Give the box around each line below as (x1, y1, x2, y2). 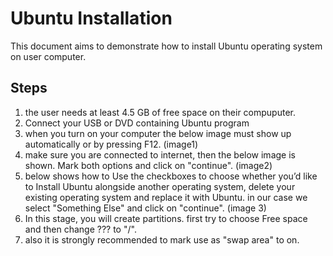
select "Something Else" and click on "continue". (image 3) (24, 202, 267, 214)
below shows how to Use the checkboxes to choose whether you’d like (24, 170, 318, 182)
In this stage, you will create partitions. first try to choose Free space (24, 212, 308, 224)
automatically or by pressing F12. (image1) (24, 138, 199, 150)
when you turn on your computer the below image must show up (24, 127, 292, 139)
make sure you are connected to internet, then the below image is (24, 148, 296, 161)
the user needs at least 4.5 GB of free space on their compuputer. (24, 106, 296, 118)
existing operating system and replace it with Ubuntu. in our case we (24, 191, 308, 203)
